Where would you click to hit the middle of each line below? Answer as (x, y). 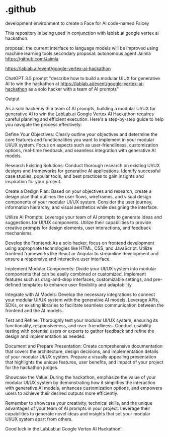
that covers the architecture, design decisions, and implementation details (82, 351)
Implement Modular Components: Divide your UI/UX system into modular (81, 268)
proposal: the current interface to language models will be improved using (82, 48)
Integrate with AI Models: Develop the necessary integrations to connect (80, 294)
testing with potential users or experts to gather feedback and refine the (80, 331)
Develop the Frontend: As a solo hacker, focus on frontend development (80, 243)
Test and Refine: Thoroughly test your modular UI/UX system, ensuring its (82, 320)
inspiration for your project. (33, 181)
